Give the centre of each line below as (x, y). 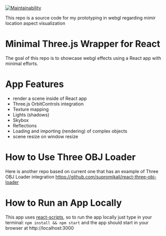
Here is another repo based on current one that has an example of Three (82, 171)
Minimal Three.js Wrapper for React (83, 44)
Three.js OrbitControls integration (48, 104)
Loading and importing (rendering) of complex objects (70, 131)
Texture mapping (31, 109)
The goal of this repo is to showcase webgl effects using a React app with (83, 58)
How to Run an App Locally (64, 203)
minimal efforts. (22, 63)
